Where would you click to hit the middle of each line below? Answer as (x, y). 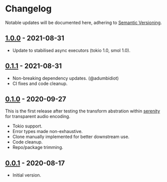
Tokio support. (27, 126)
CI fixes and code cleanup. (40, 83)
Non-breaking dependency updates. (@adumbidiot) (66, 78)
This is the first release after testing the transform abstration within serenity (83, 111)
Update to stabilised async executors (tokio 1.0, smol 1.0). (71, 50)
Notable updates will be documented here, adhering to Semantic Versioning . (83, 22)
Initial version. (27, 175)
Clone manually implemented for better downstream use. (71, 137)
